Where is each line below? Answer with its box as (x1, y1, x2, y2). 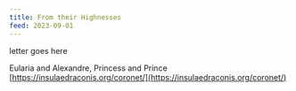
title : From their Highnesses (9, 12, 122, 22)
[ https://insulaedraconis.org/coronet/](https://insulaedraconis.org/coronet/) (9, 72, 287, 82)
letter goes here (9, 45, 69, 56)
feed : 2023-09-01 (9, 21, 74, 30)
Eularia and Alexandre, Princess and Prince (9, 63, 168, 73)
